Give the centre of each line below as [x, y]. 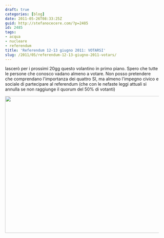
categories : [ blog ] [25, 14]
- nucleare [16, 41]
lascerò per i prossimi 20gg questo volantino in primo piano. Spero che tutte [82, 69]
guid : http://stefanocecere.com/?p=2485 [47, 23]
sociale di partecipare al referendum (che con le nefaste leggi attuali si [76, 84]
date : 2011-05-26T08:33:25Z [34, 18]
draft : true [17, 9]
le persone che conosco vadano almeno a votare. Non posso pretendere [78, 74]
